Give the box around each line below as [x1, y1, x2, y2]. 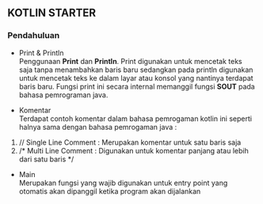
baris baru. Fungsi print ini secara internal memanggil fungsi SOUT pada [18, 81, 255, 91]
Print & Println [18, 47, 64, 58]
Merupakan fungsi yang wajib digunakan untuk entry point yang [18, 178, 228, 187]
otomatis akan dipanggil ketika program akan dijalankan [18, 186, 201, 196]
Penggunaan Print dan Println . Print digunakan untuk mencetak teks [18, 56, 242, 66]
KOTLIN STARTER [7, 6, 97, 20]
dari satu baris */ [18, 154, 74, 164]
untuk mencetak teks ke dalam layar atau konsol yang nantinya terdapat [18, 73, 254, 82]
